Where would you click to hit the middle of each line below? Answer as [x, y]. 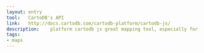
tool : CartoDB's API [35, 18]
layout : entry [24, 12]
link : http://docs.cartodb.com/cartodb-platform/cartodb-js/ [89, 23]
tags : [13, 35]
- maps [15, 40]
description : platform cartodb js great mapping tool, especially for [102, 29]
